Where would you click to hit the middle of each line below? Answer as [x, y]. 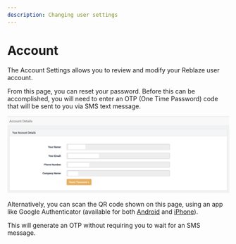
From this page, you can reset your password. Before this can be [101, 91]
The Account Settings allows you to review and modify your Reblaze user [113, 70]
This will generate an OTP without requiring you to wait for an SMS [104, 226]
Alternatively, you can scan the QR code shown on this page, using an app [115, 205]
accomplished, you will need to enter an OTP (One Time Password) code [113, 98]
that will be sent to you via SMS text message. [74, 106]
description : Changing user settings [63, 15]
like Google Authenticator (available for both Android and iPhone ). [103, 212]
